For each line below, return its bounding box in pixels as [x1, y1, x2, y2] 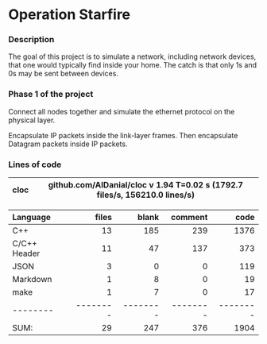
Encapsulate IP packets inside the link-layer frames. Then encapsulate [8, 130, 238, 140]
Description [8, 34, 55, 45]
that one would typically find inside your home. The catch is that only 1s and [8, 60, 257, 70]
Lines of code [8, 159, 62, 170]
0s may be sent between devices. [8, 69, 119, 79]
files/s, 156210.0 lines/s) [96, 189, 195, 200]
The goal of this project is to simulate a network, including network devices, [8, 52, 257, 61]
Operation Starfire [8, 6, 131, 24]
